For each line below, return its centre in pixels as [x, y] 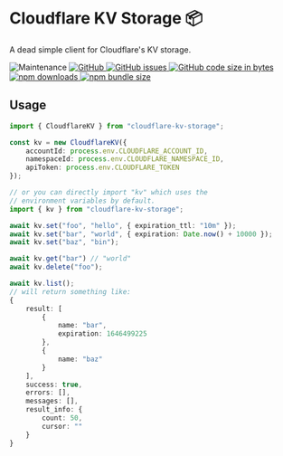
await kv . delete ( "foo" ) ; [56, 267]
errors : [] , [48, 393]
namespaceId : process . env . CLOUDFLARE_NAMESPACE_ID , [125, 159]
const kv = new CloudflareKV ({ [68, 142]
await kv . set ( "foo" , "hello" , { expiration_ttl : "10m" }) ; [123, 225]
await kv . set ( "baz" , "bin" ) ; [64, 242]
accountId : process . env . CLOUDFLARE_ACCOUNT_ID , [117, 151]
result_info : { [54, 410]
